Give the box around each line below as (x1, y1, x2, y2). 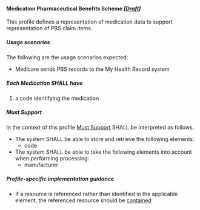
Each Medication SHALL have (6, 79, 83, 87)
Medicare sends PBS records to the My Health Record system (15, 65, 170, 73)
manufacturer (24, 161, 59, 169)
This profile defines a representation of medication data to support (6, 18, 173, 25)
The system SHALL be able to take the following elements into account (15, 148, 192, 156)
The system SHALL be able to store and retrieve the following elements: (15, 136, 195, 143)
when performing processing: (15, 155, 90, 162)
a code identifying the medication (15, 94, 99, 102)
